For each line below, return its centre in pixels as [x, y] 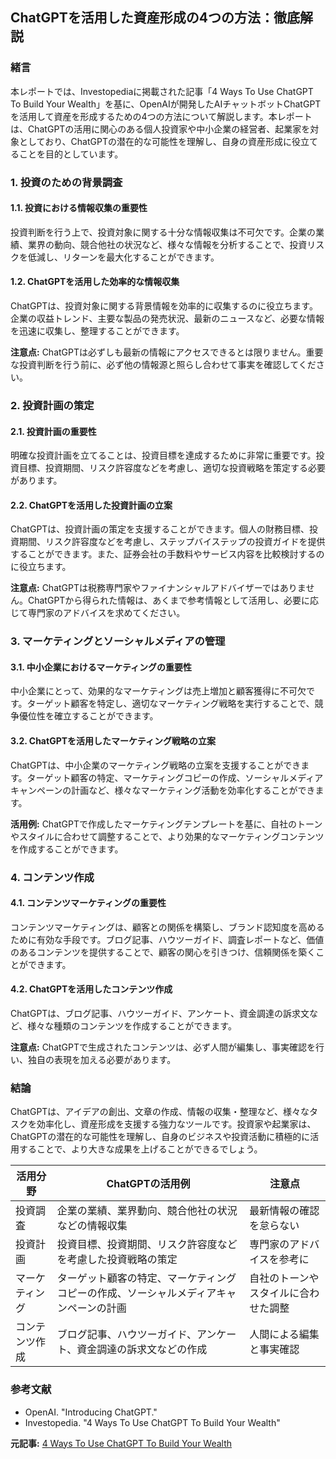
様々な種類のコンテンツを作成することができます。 [132, 1026]
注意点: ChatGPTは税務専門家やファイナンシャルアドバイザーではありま [158, 588]
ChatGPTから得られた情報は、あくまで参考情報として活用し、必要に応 [173, 600]
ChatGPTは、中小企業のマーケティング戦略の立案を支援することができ [156, 765]
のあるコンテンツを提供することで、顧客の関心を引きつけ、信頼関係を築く [163, 952]
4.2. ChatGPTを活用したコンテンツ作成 [91, 989]
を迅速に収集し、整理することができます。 [97, 331]
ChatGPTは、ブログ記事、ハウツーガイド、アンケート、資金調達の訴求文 [160, 1013]
